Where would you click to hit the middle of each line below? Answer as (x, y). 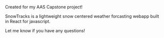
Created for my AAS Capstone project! (44, 7)
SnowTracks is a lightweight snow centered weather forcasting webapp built (82, 16)
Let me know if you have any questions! (45, 31)
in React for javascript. (28, 21)
